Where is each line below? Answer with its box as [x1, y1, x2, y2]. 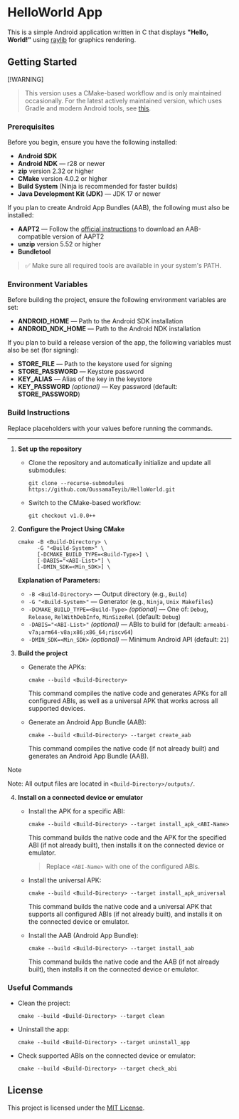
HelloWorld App [7, 4, 103, 21]
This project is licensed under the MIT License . [7, 1103, 145, 1112]
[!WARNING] [7, 75, 44, 83]
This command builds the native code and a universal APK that [28, 902, 212, 910]
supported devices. [28, 704, 85, 712]
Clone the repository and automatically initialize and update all [28, 458, 211, 467]
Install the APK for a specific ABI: [28, 806, 125, 816]
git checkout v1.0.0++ [28, 512, 96, 519]
